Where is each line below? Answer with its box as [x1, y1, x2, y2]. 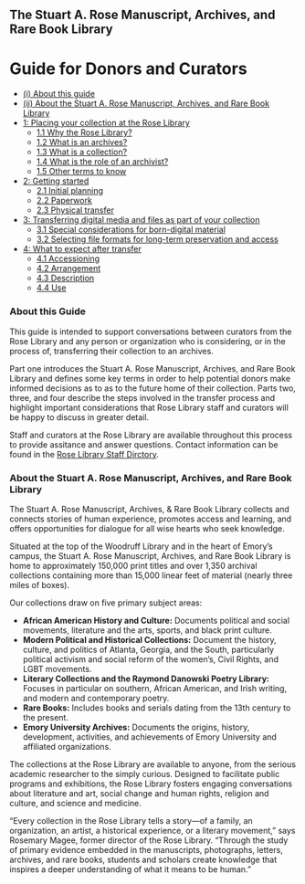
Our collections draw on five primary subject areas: [9, 597, 203, 608]
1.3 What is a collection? [36, 146, 128, 158]
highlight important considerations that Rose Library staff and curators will [9, 402, 289, 413]
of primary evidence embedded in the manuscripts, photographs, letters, [9, 844, 283, 855]
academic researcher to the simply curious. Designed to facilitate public [9, 768, 280, 779]
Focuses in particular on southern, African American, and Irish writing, [22, 682, 288, 693]
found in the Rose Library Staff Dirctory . [9, 448, 160, 459]
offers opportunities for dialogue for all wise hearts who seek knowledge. [9, 522, 285, 533]
